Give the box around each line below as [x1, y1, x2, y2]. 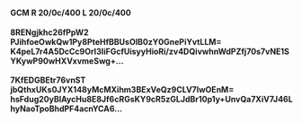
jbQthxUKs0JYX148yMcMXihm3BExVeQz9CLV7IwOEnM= [10, 84, 235, 95]
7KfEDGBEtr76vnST [10, 75, 86, 85]
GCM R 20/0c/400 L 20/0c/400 [10, 7, 131, 18]
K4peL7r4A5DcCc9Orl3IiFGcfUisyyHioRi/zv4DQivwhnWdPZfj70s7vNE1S [10, 46, 290, 57]
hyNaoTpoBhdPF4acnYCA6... [10, 103, 123, 114]
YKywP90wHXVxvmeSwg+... [10, 56, 124, 66]
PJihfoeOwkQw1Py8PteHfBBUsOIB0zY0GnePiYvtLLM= [10, 37, 222, 48]
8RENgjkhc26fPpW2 [10, 27, 89, 38]
